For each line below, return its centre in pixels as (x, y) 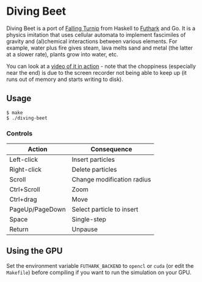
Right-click (25, 170)
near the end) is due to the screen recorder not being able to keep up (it (97, 72)
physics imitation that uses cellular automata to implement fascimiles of (96, 34)
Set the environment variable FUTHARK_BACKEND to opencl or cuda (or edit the (100, 265)
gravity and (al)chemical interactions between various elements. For (92, 41)
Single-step (89, 219)
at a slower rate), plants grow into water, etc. (62, 54)
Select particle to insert (105, 210)
